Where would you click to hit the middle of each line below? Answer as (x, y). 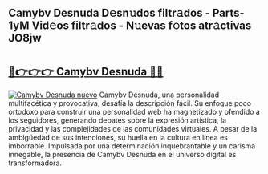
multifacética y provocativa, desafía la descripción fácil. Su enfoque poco (130, 103)
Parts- (228, 13)
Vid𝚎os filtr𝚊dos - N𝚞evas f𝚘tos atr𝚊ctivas (142, 26)
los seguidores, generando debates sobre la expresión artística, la (118, 120)
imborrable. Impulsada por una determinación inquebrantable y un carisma (132, 146)
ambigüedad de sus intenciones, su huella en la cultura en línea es (118, 137)
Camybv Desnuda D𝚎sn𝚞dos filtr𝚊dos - (110, 13)
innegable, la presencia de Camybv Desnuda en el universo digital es (122, 154)
